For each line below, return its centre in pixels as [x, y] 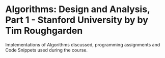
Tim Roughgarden [44, 31]
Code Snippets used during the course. [47, 50]
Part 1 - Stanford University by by [77, 20]
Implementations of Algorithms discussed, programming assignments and [83, 44]
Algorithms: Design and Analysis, [78, 9]
